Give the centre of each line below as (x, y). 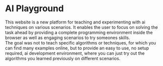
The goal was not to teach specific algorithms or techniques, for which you (81, 43)
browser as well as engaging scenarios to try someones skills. (68, 38)
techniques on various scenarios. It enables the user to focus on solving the (81, 27)
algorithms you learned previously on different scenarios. (63, 58)
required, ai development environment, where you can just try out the (75, 53)
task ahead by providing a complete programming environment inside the (79, 32)
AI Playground (35, 9)
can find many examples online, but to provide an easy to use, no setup (77, 48)
